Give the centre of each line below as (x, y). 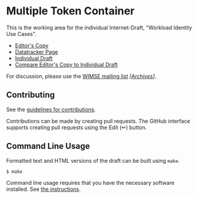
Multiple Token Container (70, 11)
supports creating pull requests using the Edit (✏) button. (77, 127)
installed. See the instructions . (43, 189)
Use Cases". (22, 33)
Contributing (31, 95)
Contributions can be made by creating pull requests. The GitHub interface (98, 121)
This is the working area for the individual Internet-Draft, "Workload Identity (99, 28)
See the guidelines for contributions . (51, 109)
